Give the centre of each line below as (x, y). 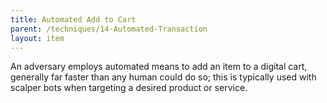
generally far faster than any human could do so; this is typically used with (163, 77)
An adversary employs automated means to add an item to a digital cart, (159, 67)
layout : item (37, 38)
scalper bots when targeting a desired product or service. (129, 88)
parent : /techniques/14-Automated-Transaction (109, 29)
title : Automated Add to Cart (73, 19)
